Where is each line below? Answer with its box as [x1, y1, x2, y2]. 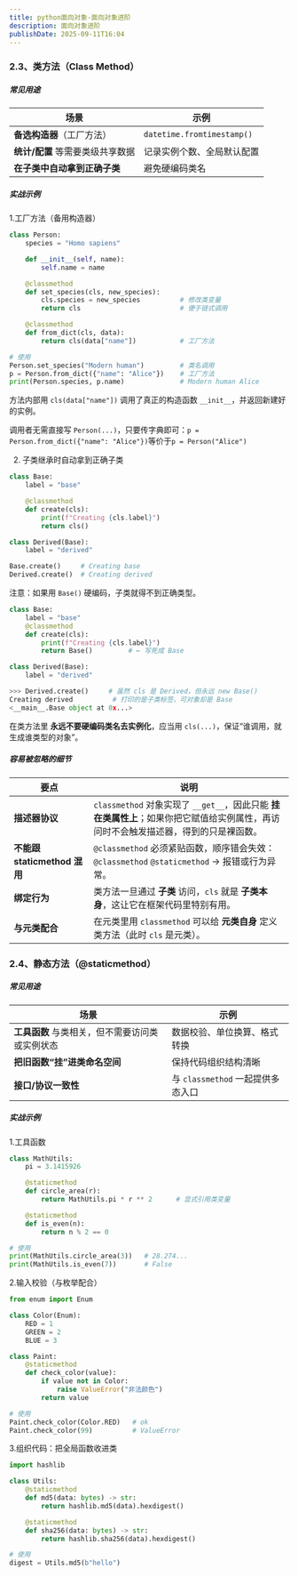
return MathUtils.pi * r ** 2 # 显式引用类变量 [41, 1195, 231, 1204]
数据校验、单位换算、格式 [171, 1025, 278, 1038]
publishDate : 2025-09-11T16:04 [9, 29, 125, 38]
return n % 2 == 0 [41, 1227, 109, 1236]
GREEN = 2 [25, 1327, 62, 1337]
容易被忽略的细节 [9, 753, 72, 765]
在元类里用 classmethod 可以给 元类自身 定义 [92, 915, 278, 928]
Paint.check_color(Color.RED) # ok [9, 1418, 149, 1427]
